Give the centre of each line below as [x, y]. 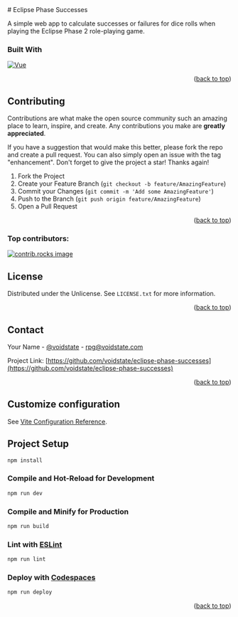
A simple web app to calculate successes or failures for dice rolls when [112, 23]
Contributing [36, 101]
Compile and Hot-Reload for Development [81, 478]
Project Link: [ [28, 361]
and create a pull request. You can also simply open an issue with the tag [114, 155]
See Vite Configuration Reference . [58, 421]
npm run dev [25, 493]
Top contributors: [38, 238]
